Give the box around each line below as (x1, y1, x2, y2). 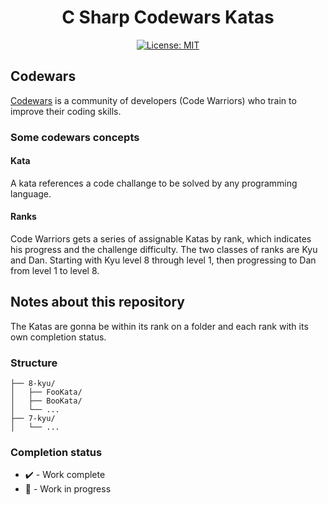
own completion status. (10, 331, 107, 343)
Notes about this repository (10, 294, 185, 311)
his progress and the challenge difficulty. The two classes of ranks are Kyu (10, 244, 318, 256)
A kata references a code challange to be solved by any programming (10, 177, 298, 189)
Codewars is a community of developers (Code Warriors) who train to (10, 94, 297, 106)
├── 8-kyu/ (10, 379, 56, 389)
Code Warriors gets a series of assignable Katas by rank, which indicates (10, 233, 312, 245)
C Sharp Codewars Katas (61, 6, 275, 29)
